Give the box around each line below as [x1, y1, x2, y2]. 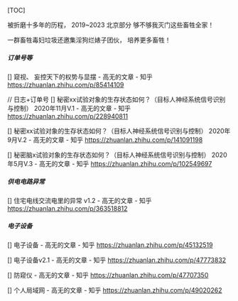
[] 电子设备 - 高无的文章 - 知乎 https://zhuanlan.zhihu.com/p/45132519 [7, 241, 213, 249]
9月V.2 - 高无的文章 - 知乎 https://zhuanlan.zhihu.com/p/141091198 [7, 135, 203, 144]
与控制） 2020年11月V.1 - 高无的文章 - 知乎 [7, 104, 131, 112]
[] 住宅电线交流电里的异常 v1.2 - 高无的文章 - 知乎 [7, 196, 152, 204]
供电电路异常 [7, 177, 45, 185]
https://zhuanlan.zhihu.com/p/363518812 [7, 204, 128, 212]
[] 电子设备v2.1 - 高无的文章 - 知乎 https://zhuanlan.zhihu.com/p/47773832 [7, 256, 227, 264]
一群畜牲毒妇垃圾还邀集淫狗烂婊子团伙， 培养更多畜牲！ [7, 35, 171, 44]
